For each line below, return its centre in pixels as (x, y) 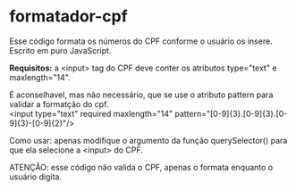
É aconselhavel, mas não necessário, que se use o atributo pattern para (141, 95)
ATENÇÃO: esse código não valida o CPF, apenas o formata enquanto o (141, 167)
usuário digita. (36, 177)
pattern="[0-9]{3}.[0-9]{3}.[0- (231, 113)
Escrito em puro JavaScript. (60, 50)
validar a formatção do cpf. (59, 104)
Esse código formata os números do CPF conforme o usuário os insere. (141, 41)
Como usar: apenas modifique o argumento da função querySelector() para (148, 140)
